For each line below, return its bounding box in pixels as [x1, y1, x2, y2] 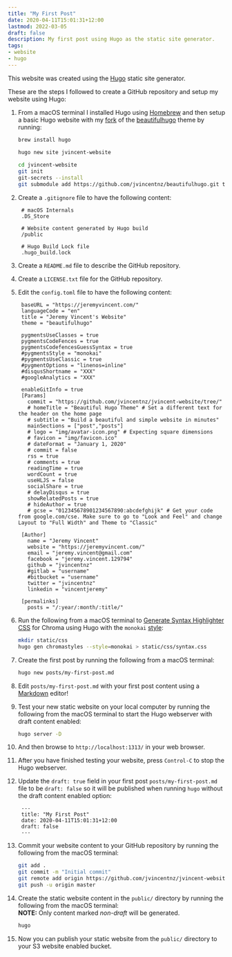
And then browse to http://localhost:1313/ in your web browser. [17, 743, 206, 751]
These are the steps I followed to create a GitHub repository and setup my [8, 87, 218, 95]
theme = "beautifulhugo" [21, 319, 93, 326]
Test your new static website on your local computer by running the [17, 703, 210, 711]
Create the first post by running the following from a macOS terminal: [17, 656, 215, 664]
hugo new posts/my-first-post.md [17, 669, 115, 676]
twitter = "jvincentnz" [27, 579, 96, 586]
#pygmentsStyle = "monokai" [21, 350, 102, 357]
